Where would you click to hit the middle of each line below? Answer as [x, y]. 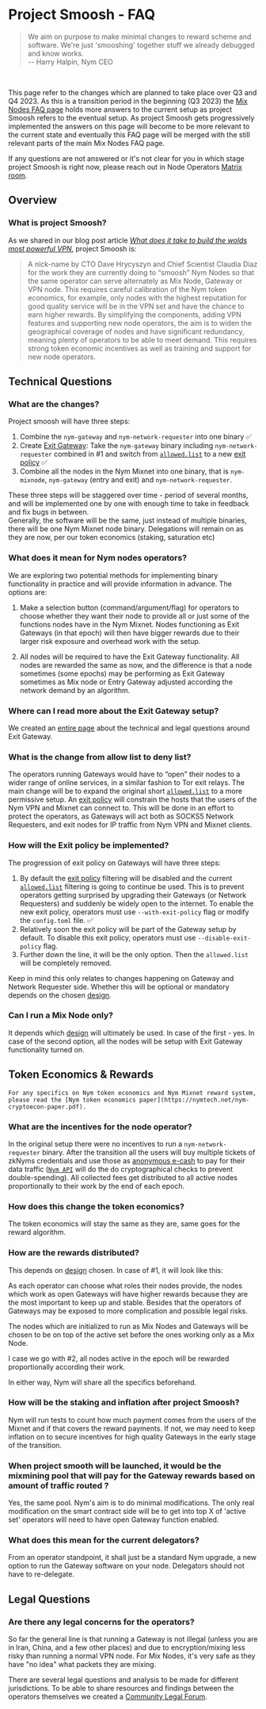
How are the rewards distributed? [74, 1253]
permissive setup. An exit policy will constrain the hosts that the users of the [133, 799]
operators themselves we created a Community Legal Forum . [108, 1697]
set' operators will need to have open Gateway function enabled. [114, 1519]
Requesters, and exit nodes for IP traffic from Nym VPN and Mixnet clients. [130, 825]
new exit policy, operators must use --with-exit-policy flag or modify [134, 912]
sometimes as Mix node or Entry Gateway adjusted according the [126, 682]
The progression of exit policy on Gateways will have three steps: [115, 863]
